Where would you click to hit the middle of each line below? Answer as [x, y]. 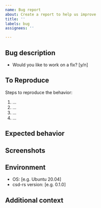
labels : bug [17, 24]
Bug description [30, 53]
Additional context [34, 200]
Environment [25, 167]
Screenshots [25, 151]
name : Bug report [23, 10]
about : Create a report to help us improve [51, 14]
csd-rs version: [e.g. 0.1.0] [39, 185]
